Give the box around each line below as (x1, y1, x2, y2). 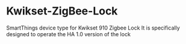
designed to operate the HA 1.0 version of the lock (6, 30, 131, 37)
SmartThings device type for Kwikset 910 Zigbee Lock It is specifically (6, 24, 181, 31)
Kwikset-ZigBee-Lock (6, 4, 118, 18)
